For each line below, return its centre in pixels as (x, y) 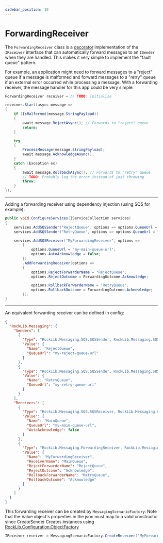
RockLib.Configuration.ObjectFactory (42, 527)
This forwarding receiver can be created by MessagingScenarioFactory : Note (81, 511)
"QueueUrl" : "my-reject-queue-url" (62, 353)
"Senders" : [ (27, 330)
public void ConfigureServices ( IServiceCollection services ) (68, 218)
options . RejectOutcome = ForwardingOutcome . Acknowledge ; (90, 277)
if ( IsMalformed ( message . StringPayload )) (56, 114)
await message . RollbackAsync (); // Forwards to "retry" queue (87, 172)
